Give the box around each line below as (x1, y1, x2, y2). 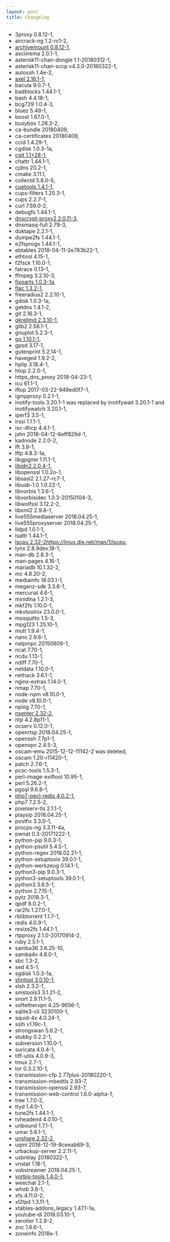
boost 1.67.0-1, (14, 113, 51, 120)
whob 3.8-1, (14, 1185, 45, 1192)
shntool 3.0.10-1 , (14, 976, 55, 983)
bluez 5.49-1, (14, 107, 48, 114)
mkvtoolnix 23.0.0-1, (14, 608, 66, 615)
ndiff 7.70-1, (14, 659, 44, 666)
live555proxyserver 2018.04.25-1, (14, 519, 97, 526)
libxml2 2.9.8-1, (14, 506, 52, 514)
